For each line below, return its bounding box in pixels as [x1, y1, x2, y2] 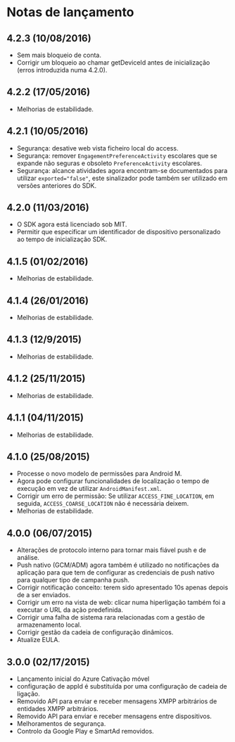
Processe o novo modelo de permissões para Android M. [16, 469, 182, 478]
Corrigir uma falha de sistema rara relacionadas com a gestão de [16, 613, 205, 622]
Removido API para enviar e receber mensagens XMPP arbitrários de [16, 697, 217, 705]
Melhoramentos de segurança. [16, 719, 106, 728]
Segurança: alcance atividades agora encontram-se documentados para [16, 166, 228, 174]
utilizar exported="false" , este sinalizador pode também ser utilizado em [16, 174, 228, 182]
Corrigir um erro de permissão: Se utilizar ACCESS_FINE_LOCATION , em [16, 492, 215, 500]
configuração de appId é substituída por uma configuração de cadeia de [16, 682, 228, 690]
